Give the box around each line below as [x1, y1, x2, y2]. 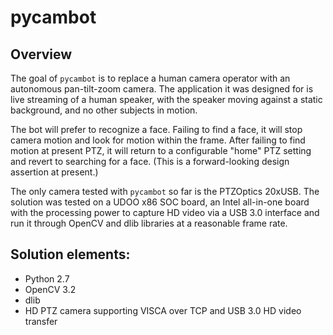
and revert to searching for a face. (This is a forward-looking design [10, 156, 290, 167]
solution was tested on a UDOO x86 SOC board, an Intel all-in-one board [10, 196, 310, 208]
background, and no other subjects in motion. [10, 104, 198, 116]
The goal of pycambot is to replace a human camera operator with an [10, 72, 291, 84]
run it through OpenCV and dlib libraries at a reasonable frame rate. [10, 217, 288, 229]
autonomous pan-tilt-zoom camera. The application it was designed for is [10, 83, 314, 95]
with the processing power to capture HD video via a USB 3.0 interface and [10, 207, 320, 218]
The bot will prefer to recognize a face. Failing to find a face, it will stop [10, 124, 303, 135]
